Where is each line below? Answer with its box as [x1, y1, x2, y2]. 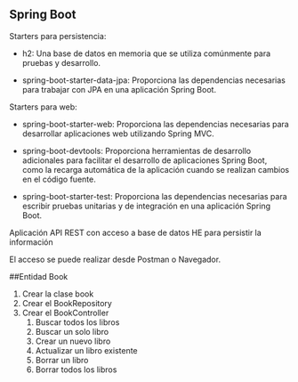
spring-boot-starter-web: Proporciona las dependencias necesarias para [21, 118, 289, 129]
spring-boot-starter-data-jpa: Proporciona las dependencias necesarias [21, 75, 286, 85]
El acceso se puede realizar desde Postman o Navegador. [9, 254, 221, 264]
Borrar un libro [35, 354, 89, 365]
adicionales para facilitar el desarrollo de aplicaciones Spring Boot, [21, 155, 268, 166]
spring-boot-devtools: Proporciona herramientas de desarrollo [21, 145, 252, 156]
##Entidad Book [9, 271, 68, 281]
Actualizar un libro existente [35, 345, 138, 355]
